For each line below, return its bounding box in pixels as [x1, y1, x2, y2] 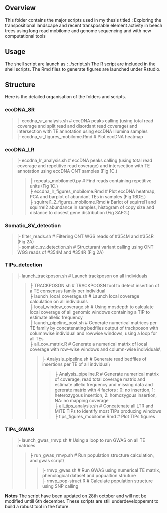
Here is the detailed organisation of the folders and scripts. [5, 94, 126, 100]
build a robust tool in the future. [5, 503, 70, 509]
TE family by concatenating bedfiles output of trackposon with [29, 325, 158, 331]
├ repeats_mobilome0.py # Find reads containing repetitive [29, 178, 152, 184]
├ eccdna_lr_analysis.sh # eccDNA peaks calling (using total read [17, 157, 152, 164]
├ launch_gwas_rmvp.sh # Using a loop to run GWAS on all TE [17, 437, 146, 443]
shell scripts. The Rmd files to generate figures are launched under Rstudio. [5, 66, 161, 72]
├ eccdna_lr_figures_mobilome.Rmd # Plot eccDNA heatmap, [29, 188, 156, 194]
